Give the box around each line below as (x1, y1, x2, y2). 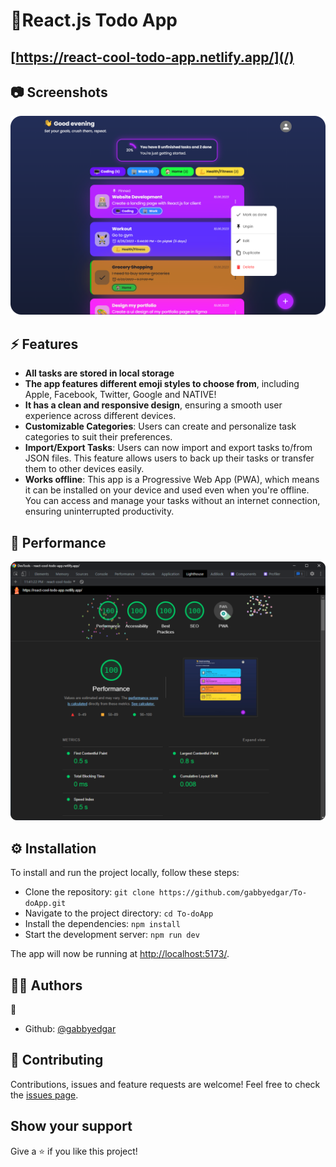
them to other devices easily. (24, 463, 145, 475)
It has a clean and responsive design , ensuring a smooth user (24, 399, 283, 411)
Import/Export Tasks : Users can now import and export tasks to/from (24, 442, 313, 454)
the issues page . (10, 1089, 79, 1101)
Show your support (10, 1118, 133, 1135)
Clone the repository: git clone (24, 886, 155, 898)
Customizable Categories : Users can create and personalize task (24, 420, 297, 433)
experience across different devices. (24, 410, 177, 422)
